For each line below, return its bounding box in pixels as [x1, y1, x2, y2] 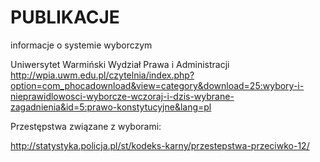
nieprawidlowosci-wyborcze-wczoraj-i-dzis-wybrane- [10, 90, 235, 102]
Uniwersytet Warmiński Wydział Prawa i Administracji [10, 58, 230, 70]
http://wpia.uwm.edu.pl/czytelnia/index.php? [10, 69, 195, 81]
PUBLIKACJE [10, 6, 120, 29]
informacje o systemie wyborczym [10, 39, 153, 51]
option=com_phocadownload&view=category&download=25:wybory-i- [10, 79, 305, 91]
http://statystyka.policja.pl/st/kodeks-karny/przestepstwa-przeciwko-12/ [10, 139, 310, 151]
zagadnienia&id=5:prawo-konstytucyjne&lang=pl [10, 101, 212, 113]
